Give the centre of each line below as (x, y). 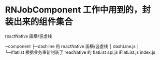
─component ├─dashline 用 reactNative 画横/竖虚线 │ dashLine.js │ (72, 46)
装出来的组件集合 (39, 22)
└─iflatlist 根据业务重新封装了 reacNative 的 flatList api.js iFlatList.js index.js (80, 52)
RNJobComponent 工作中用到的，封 (78, 10)
